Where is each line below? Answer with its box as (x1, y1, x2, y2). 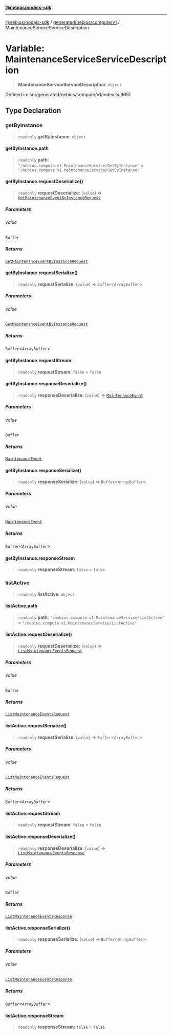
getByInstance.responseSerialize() (5, 467, 82, 473)
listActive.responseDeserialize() (5, 833, 76, 840)
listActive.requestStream (5, 810, 60, 816)
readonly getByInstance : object (17, 133, 86, 139)
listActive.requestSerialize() (5, 723, 67, 729)
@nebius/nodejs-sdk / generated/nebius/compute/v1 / (5, 19, 120, 25)
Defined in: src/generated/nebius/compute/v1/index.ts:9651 (5, 91, 131, 97)
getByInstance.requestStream (5, 357, 72, 363)
